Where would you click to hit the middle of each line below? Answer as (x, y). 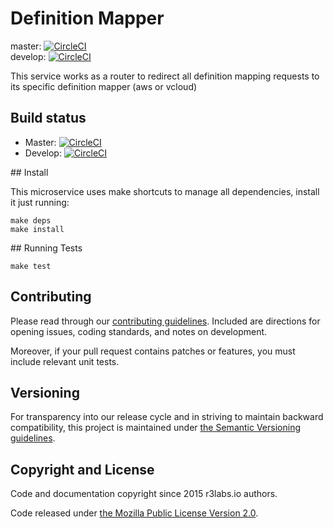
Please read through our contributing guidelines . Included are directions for (165, 321)
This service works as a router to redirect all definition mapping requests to (165, 76)
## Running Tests (46, 248)
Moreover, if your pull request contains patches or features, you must (153, 351)
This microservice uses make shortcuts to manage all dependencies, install (165, 191)
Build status (48, 118)
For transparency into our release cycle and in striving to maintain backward (167, 417)
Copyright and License (82, 469)
